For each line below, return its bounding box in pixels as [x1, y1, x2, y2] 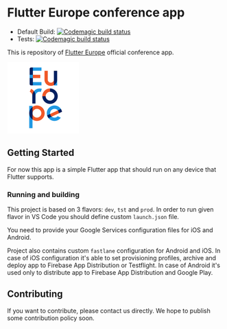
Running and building [7, 190, 80, 199]
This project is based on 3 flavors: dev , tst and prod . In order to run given [7, 205, 214, 214]
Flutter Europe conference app [7, 5, 185, 21]
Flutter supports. [7, 172, 54, 181]
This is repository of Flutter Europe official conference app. [7, 48, 174, 56]
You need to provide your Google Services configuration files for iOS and [7, 226, 214, 234]
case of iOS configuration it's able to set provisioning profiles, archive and [7, 254, 217, 262]
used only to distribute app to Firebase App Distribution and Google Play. [7, 269, 213, 277]
